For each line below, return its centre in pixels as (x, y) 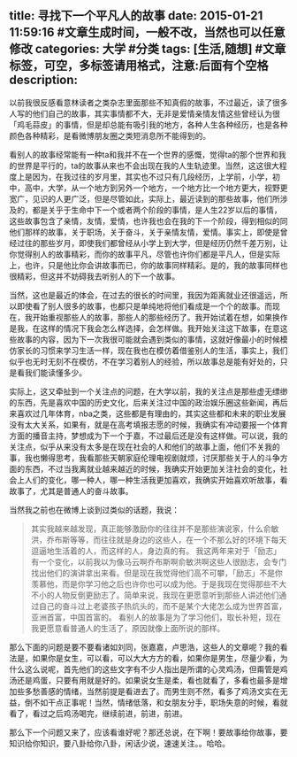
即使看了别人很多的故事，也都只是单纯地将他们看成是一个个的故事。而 (144, 306)
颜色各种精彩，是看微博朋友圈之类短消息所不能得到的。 (110, 135)
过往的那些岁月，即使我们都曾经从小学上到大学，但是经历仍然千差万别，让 (152, 243)
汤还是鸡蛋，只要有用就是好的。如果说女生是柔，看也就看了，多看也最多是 (145, 680)
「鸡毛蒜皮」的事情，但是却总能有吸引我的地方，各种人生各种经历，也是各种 (148, 124)
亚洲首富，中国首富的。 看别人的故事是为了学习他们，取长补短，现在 (156, 617)
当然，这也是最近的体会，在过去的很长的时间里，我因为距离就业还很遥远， (145, 295)
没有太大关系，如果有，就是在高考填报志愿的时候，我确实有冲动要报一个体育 (148, 424)
